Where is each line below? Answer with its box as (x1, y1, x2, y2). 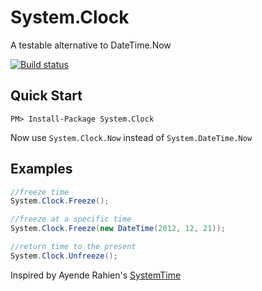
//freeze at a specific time (10, 214, 132, 225)
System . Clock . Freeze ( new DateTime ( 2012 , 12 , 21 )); (10, 224, 226, 234)
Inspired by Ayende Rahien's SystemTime (10, 269, 182, 281)
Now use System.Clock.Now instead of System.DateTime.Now (10, 131, 253, 143)
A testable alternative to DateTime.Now (10, 39, 172, 51)
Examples (10, 161, 73, 178)
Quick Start (10, 87, 83, 105)
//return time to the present (10, 242, 137, 252)
